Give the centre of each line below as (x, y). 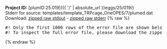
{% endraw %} (20, 42)
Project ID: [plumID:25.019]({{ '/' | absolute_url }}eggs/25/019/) (70, 8)
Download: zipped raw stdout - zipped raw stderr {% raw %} (68, 18)
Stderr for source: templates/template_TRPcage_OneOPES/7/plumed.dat (79, 13)
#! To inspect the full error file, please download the (76, 32)
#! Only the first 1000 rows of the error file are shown (77, 27)
